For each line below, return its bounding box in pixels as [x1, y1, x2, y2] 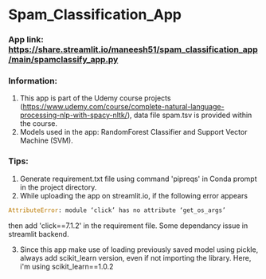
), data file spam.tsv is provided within [127, 110, 252, 120]
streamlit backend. [8, 229, 69, 238]
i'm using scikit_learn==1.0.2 [19, 261, 114, 271]
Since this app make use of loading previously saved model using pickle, [19, 245, 259, 254]
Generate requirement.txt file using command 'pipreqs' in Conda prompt [19, 174, 257, 183]
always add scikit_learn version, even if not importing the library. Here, [19, 253, 252, 262]
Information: [8, 76, 58, 87]
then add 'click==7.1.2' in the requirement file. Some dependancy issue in [8, 221, 248, 230]
